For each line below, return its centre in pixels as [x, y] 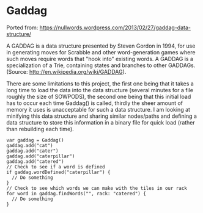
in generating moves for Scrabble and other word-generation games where [101, 52]
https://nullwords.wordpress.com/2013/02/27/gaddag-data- [115, 27]
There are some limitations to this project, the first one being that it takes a [100, 84]
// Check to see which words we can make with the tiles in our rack [97, 188]
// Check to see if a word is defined [56, 167]
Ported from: [22, 27]
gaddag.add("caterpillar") [41, 156]
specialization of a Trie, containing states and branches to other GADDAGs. [101, 65]
